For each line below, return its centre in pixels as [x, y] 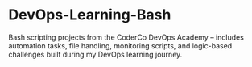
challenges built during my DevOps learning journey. [95, 54]
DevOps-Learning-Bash [90, 15]
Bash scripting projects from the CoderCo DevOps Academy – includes [126, 37]
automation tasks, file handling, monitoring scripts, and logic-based [120, 45]
